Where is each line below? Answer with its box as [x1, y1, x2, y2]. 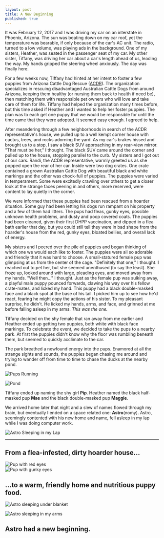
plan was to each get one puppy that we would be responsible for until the [5, 112, 155, 118]
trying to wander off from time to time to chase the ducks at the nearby [5, 356, 148, 362]
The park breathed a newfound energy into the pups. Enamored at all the [5, 346, 152, 352]
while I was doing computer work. [5, 420, 73, 426]
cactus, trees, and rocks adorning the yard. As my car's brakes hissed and [5, 137, 155, 143]
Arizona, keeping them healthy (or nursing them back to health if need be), [5, 91, 155, 97]
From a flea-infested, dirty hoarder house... [5, 448, 141, 457]
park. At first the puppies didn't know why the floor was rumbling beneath [5, 331, 154, 337]
